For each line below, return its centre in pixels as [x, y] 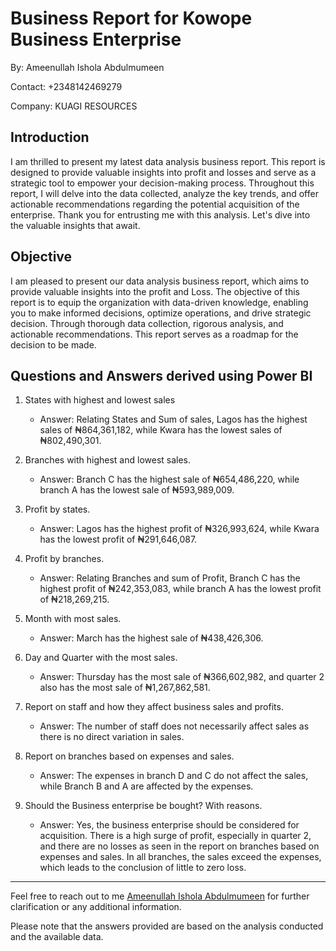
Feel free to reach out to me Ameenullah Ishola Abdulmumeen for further [160, 896]
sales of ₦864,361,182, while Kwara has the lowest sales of [161, 430]
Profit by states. [57, 509]
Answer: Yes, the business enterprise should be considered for [169, 825]
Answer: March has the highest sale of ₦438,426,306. [151, 638]
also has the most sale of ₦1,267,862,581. [125, 688]
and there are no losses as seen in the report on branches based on [179, 846]
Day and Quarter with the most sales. [101, 658]
